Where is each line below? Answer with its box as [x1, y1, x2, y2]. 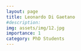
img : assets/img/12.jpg [6, 25, 65, 31]
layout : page [6, 8, 38, 15]
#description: [6, 19, 41, 25]
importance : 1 [6, 30, 41, 36]
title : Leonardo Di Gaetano [6, 14, 76, 20]
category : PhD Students [6, 36, 65, 42]
